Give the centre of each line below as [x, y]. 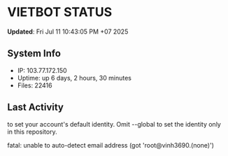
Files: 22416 [35, 85]
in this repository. [32, 132]
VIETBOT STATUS [60, 12]
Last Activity [36, 107]
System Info [34, 54]
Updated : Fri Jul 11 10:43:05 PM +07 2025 [68, 31]
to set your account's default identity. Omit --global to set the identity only [114, 124]
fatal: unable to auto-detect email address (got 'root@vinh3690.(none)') [111, 145]
